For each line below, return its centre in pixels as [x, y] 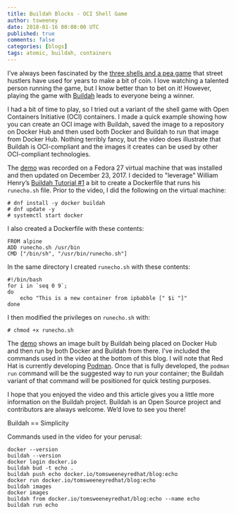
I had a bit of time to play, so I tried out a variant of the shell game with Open [118, 109]
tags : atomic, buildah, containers [60, 54]
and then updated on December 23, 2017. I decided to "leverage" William [113, 175]
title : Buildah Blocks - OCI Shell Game [68, 14]
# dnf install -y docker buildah [56, 203]
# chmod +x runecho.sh [41, 330]
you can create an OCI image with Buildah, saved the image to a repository [116, 124]
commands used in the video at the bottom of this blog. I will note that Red [115, 358]
